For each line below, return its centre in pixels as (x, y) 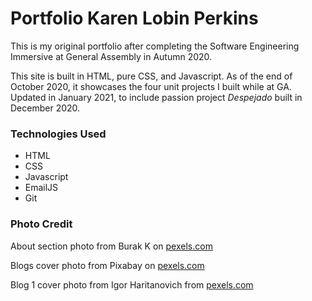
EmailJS (41, 188)
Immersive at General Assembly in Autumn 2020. (111, 56)
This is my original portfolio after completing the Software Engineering (155, 46)
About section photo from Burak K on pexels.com (111, 246)
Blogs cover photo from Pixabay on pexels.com (107, 265)
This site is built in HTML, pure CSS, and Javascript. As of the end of (151, 76)
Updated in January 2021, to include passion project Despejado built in (156, 97)
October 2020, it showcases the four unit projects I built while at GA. (151, 86)
